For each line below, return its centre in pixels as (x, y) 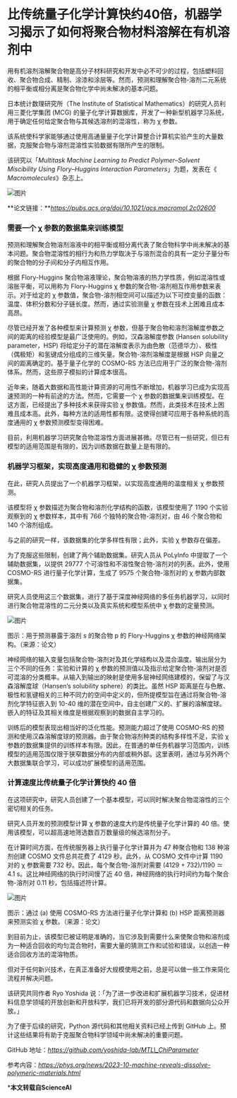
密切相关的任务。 (32, 808)
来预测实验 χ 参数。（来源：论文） (56, 921)
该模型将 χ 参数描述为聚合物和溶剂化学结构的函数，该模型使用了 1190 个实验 (118, 507)
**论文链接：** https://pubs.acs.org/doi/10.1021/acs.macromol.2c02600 (112, 208)
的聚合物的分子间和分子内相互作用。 (60, 262)
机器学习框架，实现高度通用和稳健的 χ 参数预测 (87, 466)
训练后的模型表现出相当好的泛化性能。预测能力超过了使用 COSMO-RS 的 (113, 727)
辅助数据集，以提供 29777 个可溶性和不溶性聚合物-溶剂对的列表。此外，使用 (119, 564)
